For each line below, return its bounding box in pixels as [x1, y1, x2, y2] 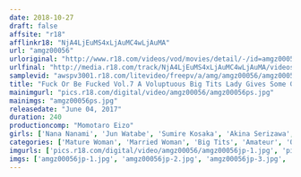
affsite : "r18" [9, 29, 66, 38]
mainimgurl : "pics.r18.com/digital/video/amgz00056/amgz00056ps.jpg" [9, 88, 275, 97]
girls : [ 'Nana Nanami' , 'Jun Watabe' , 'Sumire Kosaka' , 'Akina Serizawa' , [9, 130, 295, 139]
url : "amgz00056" [9, 46, 74, 55]
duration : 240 [9, 113, 63, 122]
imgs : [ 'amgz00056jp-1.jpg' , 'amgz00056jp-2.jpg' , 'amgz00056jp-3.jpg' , [9, 154, 287, 164]
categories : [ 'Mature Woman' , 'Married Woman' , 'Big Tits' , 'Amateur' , [9, 138, 282, 147]
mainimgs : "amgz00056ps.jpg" [9, 96, 118, 105]
